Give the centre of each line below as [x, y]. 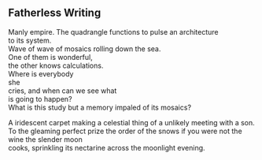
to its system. [30, 40]
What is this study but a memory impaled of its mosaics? [100, 107]
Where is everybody [41, 73]
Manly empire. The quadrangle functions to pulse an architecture [113, 32]
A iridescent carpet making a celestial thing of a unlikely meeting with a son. [132, 122]
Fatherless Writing [55, 13]
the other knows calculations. [56, 65]
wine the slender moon [45, 139]
